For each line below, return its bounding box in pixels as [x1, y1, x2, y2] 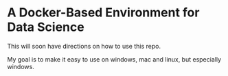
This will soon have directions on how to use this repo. [7, 42, 161, 50]
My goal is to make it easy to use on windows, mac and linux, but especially [7, 55, 222, 63]
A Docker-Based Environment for [7, 5, 200, 21]
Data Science [7, 19, 84, 35]
